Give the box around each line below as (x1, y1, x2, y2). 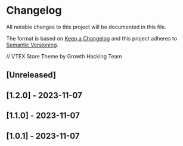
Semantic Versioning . (6, 41, 58, 48)
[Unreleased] (6, 70, 57, 80)
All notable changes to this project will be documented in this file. (6, 23, 167, 30)
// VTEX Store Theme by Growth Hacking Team (6, 52, 122, 60)
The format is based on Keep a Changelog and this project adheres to (6, 35, 178, 42)
